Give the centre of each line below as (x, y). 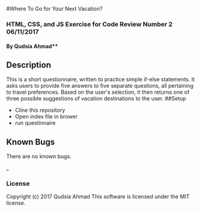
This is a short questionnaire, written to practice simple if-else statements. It (100, 79)
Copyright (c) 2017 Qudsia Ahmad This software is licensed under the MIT (98, 197)
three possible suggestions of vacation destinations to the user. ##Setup (96, 99)
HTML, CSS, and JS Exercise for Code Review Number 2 (89, 24)
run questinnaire (35, 123)
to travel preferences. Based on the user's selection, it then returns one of (98, 92)
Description (29, 65)
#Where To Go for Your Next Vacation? (54, 9)
